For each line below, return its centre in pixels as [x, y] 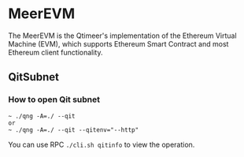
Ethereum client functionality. [55, 52]
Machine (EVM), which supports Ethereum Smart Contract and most [118, 43]
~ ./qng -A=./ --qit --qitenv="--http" [74, 130]
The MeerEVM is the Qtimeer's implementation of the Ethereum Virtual [123, 36]
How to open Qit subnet [54, 99]
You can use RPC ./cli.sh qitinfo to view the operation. [102, 144]
